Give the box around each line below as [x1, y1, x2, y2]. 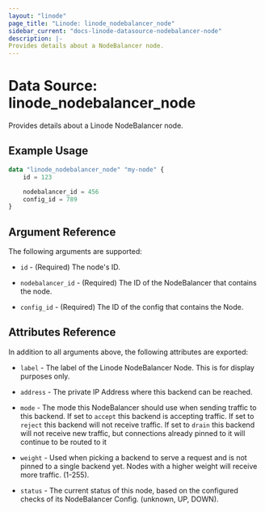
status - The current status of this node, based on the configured [19, 485, 238, 495]
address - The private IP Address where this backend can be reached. [19, 387, 253, 396]
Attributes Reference [8, 325, 116, 340]
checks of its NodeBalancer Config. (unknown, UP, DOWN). [19, 494, 220, 504]
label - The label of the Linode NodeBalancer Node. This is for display [19, 362, 254, 372]
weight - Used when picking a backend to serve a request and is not [19, 452, 248, 462]
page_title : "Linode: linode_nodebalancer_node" [8, 19, 175, 28]
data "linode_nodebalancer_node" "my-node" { [8, 165, 164, 174]
